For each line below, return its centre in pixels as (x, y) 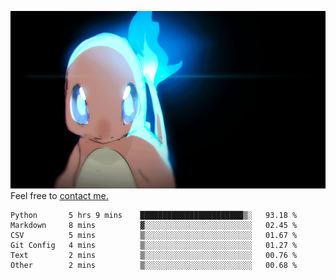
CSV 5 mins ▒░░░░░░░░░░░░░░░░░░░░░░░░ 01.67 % (154, 235)
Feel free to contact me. (59, 195)
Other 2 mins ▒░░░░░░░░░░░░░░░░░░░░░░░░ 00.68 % (154, 265)
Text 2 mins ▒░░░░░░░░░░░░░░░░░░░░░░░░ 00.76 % (154, 255)
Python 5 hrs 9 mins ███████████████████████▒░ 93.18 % (154, 215)
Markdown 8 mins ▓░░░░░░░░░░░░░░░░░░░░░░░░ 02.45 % (154, 225)
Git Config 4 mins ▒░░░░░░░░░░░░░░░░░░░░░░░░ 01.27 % (154, 245)
